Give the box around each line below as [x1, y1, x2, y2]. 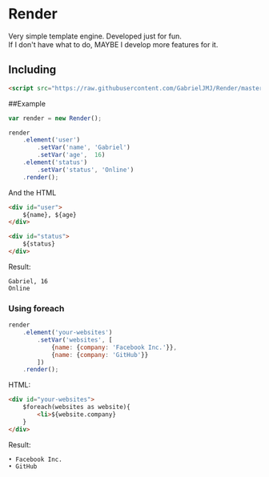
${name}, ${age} [22, 210, 78, 218]
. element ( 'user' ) [22, 136, 81, 144]
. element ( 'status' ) [22, 158, 88, 166]
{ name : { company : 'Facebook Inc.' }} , [50, 343, 178, 351]
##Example [8, 98, 46, 108]
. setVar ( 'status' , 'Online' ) [37, 166, 134, 174]
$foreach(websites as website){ [22, 403, 130, 411]
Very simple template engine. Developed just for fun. [8, 31, 183, 41]
